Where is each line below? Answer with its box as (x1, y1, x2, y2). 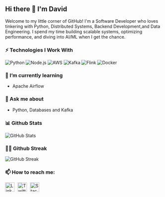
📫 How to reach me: (5, 169, 55, 176)
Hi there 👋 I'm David (5, 5, 67, 13)
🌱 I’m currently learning (5, 72, 63, 79)
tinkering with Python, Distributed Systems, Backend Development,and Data (5, 23, 161, 29)
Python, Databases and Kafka (12, 107, 73, 113)
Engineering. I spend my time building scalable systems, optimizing (5, 28, 143, 35)
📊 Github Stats (5, 119, 42, 126)
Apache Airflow (12, 83, 45, 89)
